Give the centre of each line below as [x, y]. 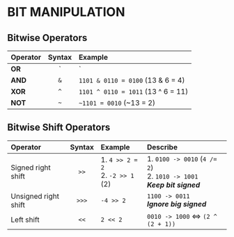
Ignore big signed [177, 204]
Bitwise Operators [47, 38]
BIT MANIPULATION [66, 12]
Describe [162, 147]
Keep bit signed [173, 185]
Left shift [25, 220]
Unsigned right [35, 196]
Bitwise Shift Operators [59, 128]
